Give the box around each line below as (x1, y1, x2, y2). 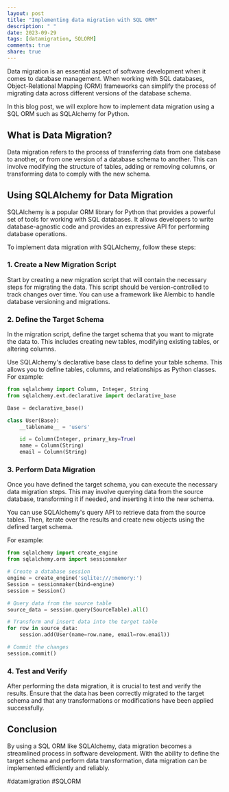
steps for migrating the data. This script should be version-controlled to (7, 283, 209, 291)
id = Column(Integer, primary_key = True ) (19, 436, 136, 443)
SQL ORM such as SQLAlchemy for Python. (7, 109, 130, 117)
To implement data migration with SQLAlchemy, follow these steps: (7, 243, 197, 251)
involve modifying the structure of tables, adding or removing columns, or (7, 162, 215, 170)
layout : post (7, 10, 45, 17)
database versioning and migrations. (7, 297, 110, 305)
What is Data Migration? (7, 130, 112, 141)
